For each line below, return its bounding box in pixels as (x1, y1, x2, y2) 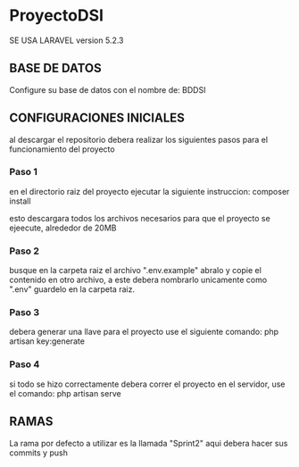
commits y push (9, 447, 69, 458)
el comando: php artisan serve (9, 388, 122, 398)
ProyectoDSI (9, 5, 104, 26)
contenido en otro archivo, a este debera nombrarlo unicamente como (9, 274, 268, 286)
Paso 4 (9, 358, 40, 371)
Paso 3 (9, 306, 40, 319)
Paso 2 (9, 245, 40, 257)
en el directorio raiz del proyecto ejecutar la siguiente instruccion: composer (9, 186, 290, 196)
